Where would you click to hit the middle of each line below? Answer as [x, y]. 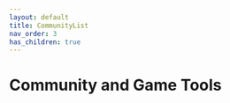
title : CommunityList [49, 26]
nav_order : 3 [33, 33]
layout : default [39, 17]
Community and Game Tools [116, 85]
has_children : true [45, 42]
